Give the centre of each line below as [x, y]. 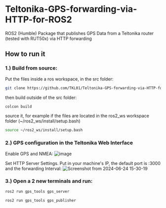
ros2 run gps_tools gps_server [37, 191]
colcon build [19, 106]
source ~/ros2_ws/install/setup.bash [44, 130]
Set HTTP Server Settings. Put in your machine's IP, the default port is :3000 [83, 163]
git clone [15, 88]
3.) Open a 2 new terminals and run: [49, 181]
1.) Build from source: [31, 68]
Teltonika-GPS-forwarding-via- [71, 9]
